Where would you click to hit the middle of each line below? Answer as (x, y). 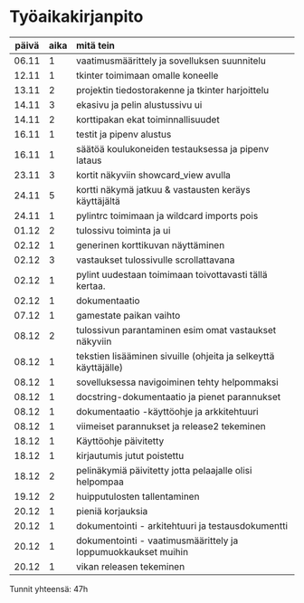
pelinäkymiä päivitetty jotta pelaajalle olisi (164, 470)
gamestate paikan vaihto (128, 315)
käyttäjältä (98, 201)
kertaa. (91, 285)
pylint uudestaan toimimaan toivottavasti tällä (172, 274)
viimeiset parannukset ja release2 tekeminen (171, 426)
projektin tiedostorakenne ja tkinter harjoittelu (173, 90)
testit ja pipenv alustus (124, 134)
